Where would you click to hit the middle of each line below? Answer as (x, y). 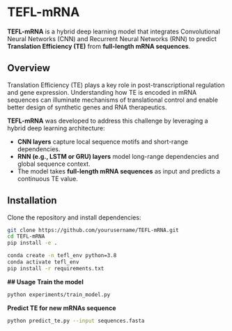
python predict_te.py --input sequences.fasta (76, 321)
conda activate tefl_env (43, 262)
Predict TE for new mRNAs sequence (62, 308)
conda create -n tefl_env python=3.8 (62, 256)
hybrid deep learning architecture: (56, 128)
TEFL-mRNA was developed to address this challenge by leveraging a (108, 121)
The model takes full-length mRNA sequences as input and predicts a (119, 171)
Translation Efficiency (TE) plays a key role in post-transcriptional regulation (116, 85)
